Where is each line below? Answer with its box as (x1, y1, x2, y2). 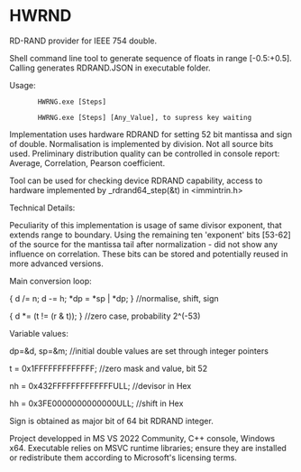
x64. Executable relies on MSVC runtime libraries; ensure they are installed (9, 442, 287, 453)
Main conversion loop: (9, 275, 92, 286)
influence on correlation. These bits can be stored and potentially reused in (9, 248, 288, 259)
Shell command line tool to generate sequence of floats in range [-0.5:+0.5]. (9, 52, 293, 63)
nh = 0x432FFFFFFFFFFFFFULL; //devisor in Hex (9, 380, 192, 391)
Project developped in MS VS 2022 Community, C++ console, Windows (9, 432, 276, 443)
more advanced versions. (9, 258, 104, 269)
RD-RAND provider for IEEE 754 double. (9, 35, 158, 46)
